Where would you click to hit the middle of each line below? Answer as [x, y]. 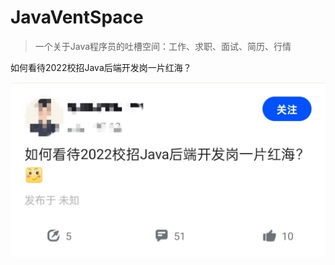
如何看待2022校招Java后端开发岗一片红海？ [101, 67]
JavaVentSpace [77, 17]
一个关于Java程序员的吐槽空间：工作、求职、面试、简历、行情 [163, 46]
